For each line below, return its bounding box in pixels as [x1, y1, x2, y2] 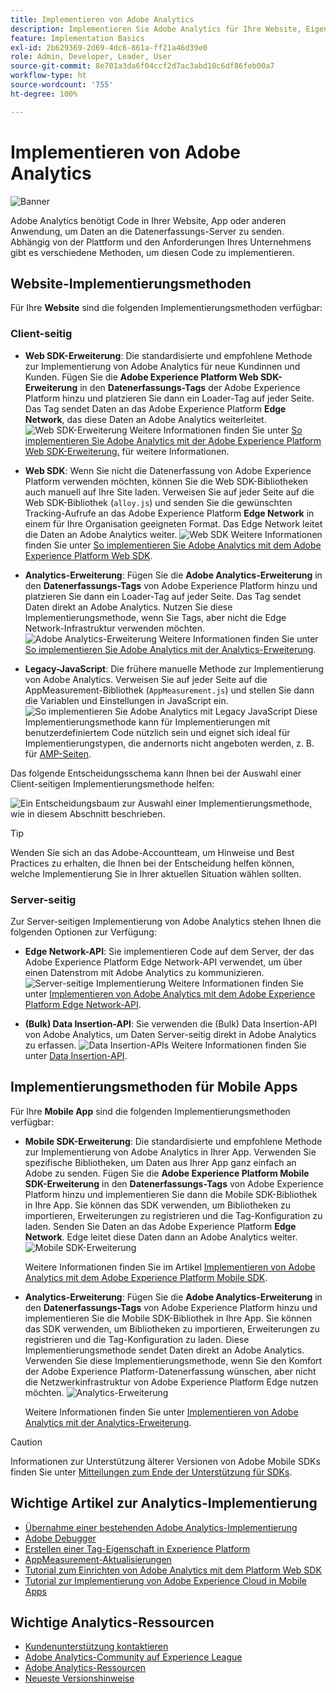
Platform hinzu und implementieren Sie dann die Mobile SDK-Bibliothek [24, 1188, 318, 1200]
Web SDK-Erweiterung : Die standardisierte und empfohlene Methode [24, 349, 313, 361]
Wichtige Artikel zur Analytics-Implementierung [10, 1495, 318, 1512]
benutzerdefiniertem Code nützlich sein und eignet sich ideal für [24, 726, 291, 738]
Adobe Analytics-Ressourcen [24, 1662, 147, 1674]
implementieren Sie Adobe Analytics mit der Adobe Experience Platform [24, 434, 322, 446]
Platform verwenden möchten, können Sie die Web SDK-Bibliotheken [24, 475, 309, 487]
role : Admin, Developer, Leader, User [10, 52, 172, 62]
